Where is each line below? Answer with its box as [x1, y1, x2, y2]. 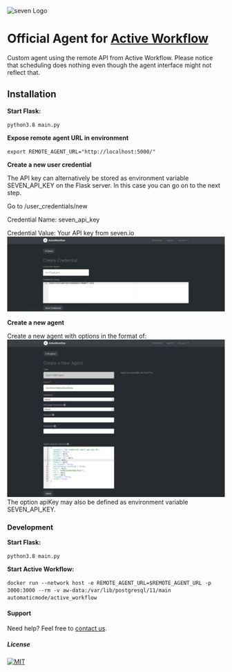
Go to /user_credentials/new [7, 201, 88, 210]
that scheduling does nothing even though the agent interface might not [7, 61, 212, 69]
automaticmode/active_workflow [7, 594, 97, 601]
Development [7, 523, 54, 532]
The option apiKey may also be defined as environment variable [7, 498, 188, 506]
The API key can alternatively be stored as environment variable [7, 174, 189, 182]
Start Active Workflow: [7, 565, 75, 574]
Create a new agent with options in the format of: [7, 332, 147, 340]
